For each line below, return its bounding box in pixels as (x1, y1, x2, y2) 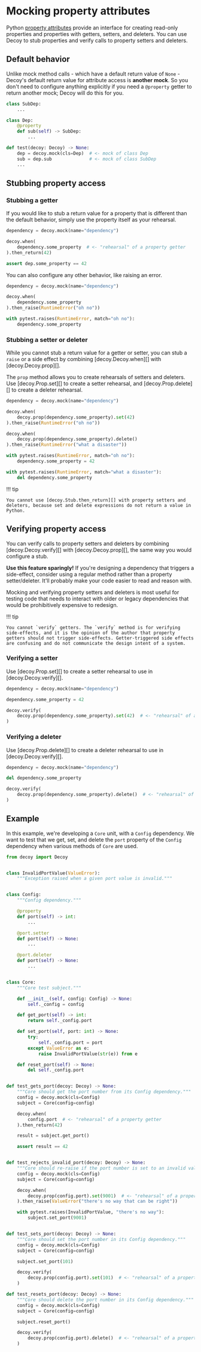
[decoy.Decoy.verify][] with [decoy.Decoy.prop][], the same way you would (6, 546, 192, 553)
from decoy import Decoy (6, 854, 68, 860)
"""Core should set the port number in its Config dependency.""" (17, 1236, 186, 1242)
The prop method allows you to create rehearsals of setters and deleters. (6, 374, 185, 381)
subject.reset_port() (17, 1318, 71, 1325)
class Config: (6, 892, 42, 898)
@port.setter (17, 930, 50, 936)
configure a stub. (6, 552, 48, 560)
